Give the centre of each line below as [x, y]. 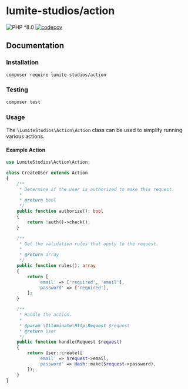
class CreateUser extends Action [47, 173]
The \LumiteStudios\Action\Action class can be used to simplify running [94, 130]
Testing [17, 90]
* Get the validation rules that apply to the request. [89, 244]
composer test [23, 102]
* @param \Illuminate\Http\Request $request [75, 325]
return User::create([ [55, 353]
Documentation [35, 46]
